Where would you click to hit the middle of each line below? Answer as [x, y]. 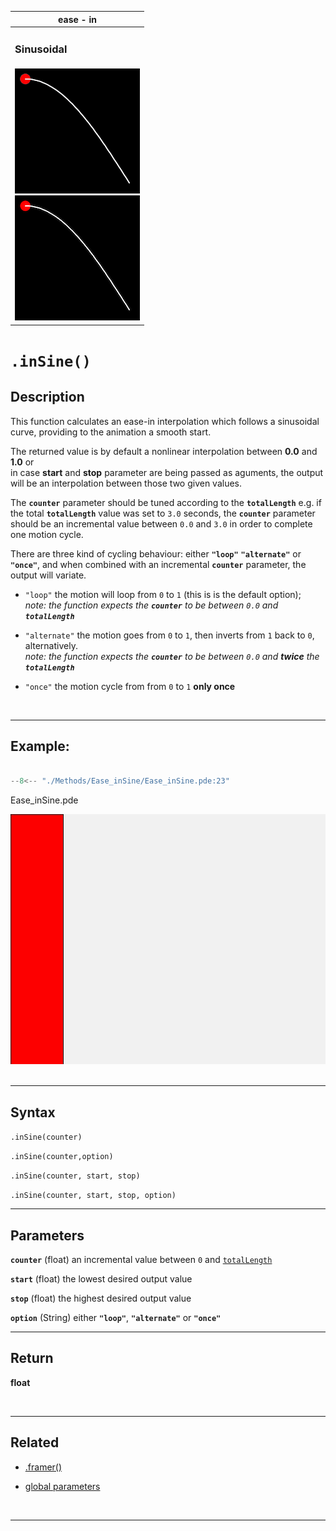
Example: [40, 746]
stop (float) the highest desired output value [101, 1298]
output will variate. [48, 575]
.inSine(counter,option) [62, 1157]
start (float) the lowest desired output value [101, 1278]
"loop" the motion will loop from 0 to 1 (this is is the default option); [163, 594]
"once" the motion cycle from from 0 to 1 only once [130, 686]
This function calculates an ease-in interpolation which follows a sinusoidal [165, 421]
